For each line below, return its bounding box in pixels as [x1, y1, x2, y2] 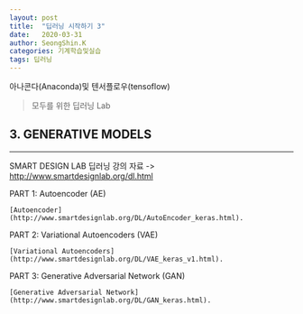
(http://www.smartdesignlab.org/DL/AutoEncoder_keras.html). [9, 213, 244, 222]
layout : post [9, 13, 59, 23]
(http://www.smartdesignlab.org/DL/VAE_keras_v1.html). [9, 254, 224, 263]
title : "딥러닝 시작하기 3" [9, 22, 106, 31]
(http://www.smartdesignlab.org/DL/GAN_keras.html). [9, 295, 212, 305]
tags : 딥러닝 [9, 55, 52, 64]
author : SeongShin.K [9, 38, 87, 48]
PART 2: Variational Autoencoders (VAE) [9, 229, 159, 240]
